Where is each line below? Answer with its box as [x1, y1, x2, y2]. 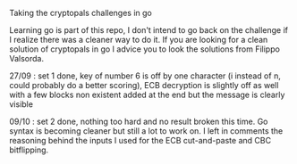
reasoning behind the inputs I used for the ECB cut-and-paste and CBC [9, 135, 271, 145]
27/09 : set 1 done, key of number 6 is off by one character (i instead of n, [9, 70, 282, 81]
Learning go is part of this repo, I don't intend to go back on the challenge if [9, 25, 289, 35]
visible [9, 99, 34, 110]
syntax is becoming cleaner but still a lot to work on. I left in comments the [9, 126, 284, 136]
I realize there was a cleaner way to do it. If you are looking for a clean [9, 35, 268, 45]
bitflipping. [9, 144, 49, 155]
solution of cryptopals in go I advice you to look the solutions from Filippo [9, 44, 280, 54]
